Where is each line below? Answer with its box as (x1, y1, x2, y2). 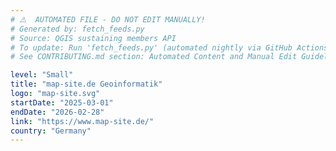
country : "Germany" (10, 126, 92, 136)
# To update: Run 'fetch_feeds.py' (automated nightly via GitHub (10, 42, 293, 53)
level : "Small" (10, 70, 74, 80)
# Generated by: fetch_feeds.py (10, 24, 145, 34)
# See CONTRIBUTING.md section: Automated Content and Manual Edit (10, 52, 298, 62)
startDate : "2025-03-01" (10, 97, 114, 108)
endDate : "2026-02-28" (10, 107, 105, 117)
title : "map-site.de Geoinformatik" (10, 79, 163, 90)
